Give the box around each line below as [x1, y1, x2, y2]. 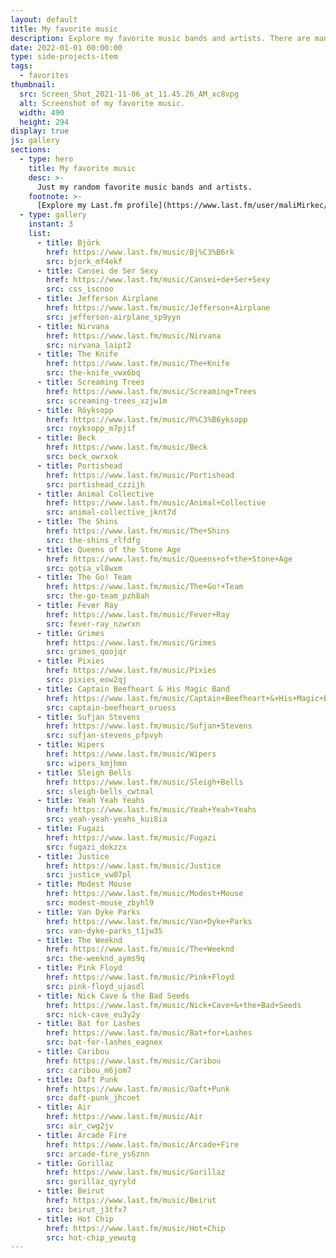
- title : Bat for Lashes [36, 1019, 141, 1029]
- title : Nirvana [36, 321, 110, 331]
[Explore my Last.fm [36, 201, 123, 211]
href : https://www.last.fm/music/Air [46, 1112, 203, 1122]
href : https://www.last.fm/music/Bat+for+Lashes [46, 1028, 253, 1038]
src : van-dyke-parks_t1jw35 [46, 926, 163, 936]
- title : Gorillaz [36, 1158, 114, 1168]
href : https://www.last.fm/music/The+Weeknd [46, 944, 235, 955]
